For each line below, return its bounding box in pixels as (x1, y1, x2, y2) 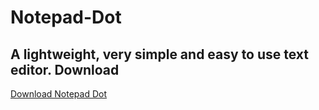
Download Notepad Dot (10, 88, 107, 100)
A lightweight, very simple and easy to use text (10, 46, 310, 63)
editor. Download (10, 61, 120, 78)
